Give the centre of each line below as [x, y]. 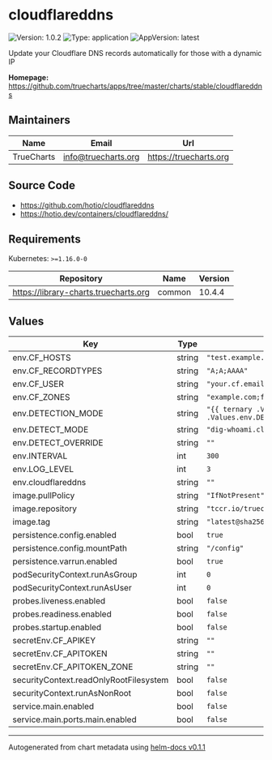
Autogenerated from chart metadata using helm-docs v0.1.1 [107, 747]
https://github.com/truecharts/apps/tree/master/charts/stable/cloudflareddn [136, 86]
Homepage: [29, 77]
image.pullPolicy [44, 496]
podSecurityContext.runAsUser [72, 588]
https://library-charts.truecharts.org [81, 292]
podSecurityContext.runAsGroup [75, 575]
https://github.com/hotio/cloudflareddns [87, 205]
